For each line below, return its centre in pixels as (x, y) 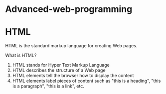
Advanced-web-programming (69, 9)
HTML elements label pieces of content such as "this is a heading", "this (86, 81)
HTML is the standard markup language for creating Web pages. (71, 46)
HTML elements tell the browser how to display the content (73, 76)
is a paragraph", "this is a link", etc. (48, 86)
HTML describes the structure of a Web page (59, 70)
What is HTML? (21, 55)
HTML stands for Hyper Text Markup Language (61, 65)
